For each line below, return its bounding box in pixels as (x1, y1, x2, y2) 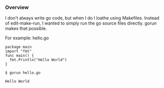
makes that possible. (5, 26, 47, 31)
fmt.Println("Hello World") (9, 58, 67, 62)
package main (5, 45, 32, 50)
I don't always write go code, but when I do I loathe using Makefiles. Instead (5, 15, 160, 21)
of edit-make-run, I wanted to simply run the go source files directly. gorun (5, 20, 157, 26)
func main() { (5, 53, 34, 58)
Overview (5, 4, 29, 11)
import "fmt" (5, 49, 32, 54)
